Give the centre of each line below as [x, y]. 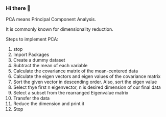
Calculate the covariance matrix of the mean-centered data [76, 71]
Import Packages [31, 55]
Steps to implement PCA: [32, 39]
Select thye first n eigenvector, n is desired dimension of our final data [87, 87]
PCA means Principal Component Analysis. [51, 19]
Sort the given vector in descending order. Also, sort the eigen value [85, 82]
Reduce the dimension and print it [49, 104]
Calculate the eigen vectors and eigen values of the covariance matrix [87, 76]
